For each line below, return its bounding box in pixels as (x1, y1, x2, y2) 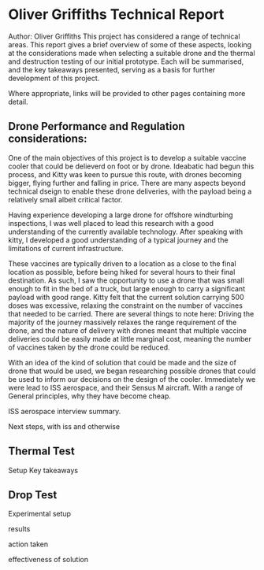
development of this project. (8, 73, 100, 83)
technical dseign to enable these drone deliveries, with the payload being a (8, 187, 252, 196)
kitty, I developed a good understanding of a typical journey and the (8, 235, 229, 245)
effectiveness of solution (8, 555, 89, 564)
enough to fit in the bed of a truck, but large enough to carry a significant (8, 283, 246, 293)
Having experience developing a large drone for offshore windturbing (8, 210, 234, 220)
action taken (8, 539, 49, 549)
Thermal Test (8, 445, 75, 458)
